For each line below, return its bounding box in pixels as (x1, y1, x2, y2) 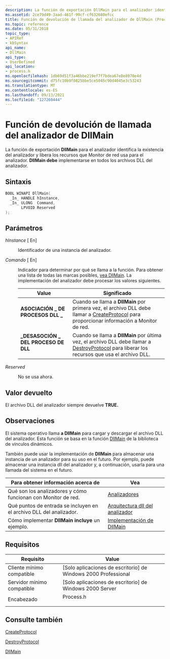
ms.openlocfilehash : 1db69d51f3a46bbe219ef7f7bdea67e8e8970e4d (5, 74, 142, 79)
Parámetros (5, 224, 43, 233)
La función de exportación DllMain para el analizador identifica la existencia (5, 147, 164, 153)
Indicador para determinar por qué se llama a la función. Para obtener (18, 267, 163, 273)
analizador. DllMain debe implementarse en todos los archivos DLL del (5, 157, 153, 163)
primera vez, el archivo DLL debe (72, 305, 151, 312)
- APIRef (5, 36, 24, 41)
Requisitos (5, 540, 39, 549)
